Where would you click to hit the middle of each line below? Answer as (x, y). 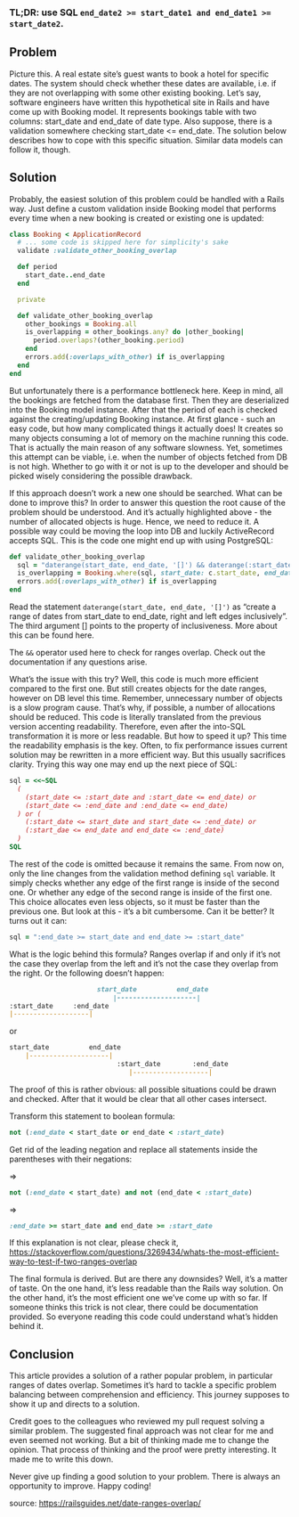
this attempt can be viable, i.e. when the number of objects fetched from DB (148, 457)
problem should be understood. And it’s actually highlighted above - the (141, 512)
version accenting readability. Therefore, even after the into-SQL (128, 727)
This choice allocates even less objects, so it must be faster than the (135, 901)
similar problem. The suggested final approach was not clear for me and (141, 1431)
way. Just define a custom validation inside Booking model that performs (143, 208)
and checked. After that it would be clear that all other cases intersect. (138, 1098)
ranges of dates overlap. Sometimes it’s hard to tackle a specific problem (143, 1385)
